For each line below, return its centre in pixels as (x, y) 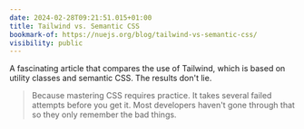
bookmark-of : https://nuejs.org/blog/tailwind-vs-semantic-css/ (133, 34)
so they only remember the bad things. (104, 115)
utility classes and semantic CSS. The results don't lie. (111, 78)
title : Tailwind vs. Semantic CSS (75, 26)
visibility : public (46, 43)
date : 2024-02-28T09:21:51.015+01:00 (81, 18)
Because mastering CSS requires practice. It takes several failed (152, 96)
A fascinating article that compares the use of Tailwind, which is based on (147, 69)
